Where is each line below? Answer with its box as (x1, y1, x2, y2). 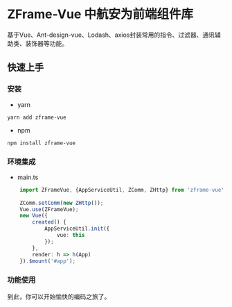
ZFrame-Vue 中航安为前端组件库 (7, 6, 194, 22)
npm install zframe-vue (7, 140, 76, 147)
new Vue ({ (19, 213, 48, 219)
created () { (32, 219, 67, 226)
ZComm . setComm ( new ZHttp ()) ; (19, 199, 104, 206)
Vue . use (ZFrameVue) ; (19, 206, 79, 213)
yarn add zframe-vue (7, 114, 67, 121)
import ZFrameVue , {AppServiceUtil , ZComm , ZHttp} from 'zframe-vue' (19, 186, 225, 193)
